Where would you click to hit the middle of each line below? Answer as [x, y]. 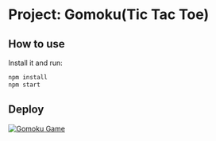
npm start [25, 85]
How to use [37, 44]
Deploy [26, 110]
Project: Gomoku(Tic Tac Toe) [109, 15]
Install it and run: [36, 63]
